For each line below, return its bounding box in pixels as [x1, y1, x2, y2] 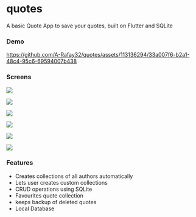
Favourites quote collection [15, 191, 84, 199]
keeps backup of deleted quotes [15, 198, 97, 205]
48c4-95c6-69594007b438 [6, 57, 77, 65]
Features [6, 158, 33, 167]
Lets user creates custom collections [15, 179, 108, 186]
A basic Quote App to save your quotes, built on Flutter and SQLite [6, 22, 173, 29]
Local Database [15, 205, 55, 212]
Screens [6, 73, 32, 81]
